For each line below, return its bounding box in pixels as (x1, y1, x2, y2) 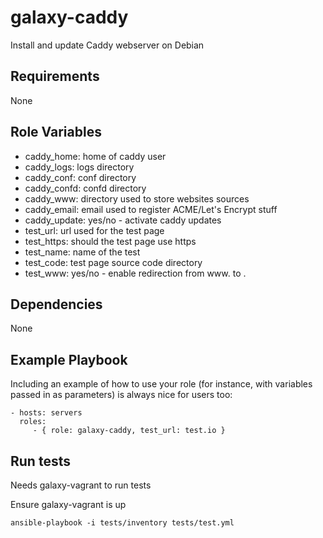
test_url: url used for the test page (24, 224, 165, 236)
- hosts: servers (10, 408, 83, 418)
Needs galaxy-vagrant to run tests (10, 479, 152, 491)
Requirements (10, 68, 100, 85)
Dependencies (10, 296, 103, 313)
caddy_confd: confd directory (24, 182, 147, 194)
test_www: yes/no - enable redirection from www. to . (24, 267, 247, 279)
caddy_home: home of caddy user (24, 150, 167, 162)
